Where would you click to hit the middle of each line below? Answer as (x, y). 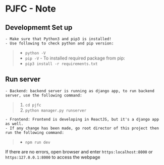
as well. (14, 124)
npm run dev (38, 142)
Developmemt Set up (39, 27)
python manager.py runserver (56, 111)
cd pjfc (33, 105)
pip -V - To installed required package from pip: (75, 58)
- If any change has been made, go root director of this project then (82, 128)
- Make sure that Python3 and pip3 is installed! (59, 39)
